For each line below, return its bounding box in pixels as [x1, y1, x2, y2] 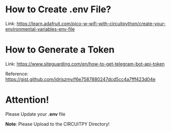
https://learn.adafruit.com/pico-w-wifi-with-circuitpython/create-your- [16, 20, 166, 27]
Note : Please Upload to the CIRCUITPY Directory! [5, 121, 110, 127]
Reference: [5, 71, 29, 77]
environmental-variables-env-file [5, 26, 75, 32]
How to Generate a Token [5, 44, 115, 56]
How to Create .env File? [5, 4, 112, 15]
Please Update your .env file [5, 111, 66, 117]
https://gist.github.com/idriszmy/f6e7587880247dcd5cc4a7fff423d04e [5, 76, 156, 82]
